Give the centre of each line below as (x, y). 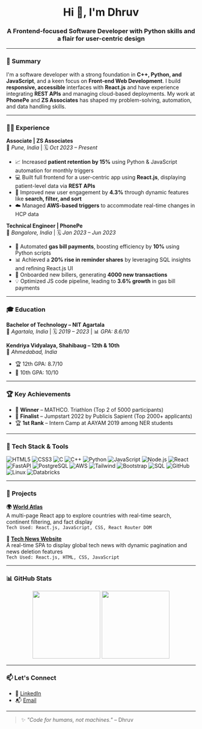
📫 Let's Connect (31, 678)
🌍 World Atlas (25, 507)
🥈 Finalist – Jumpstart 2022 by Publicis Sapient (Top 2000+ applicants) (103, 416)
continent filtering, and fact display (50, 522)
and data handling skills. (36, 106)
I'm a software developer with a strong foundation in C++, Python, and (94, 74)
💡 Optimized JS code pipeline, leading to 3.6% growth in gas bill (95, 281)
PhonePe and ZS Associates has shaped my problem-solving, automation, (99, 100)
